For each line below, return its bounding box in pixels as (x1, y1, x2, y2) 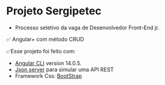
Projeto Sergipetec (6, 4, 102, 18)
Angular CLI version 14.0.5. (14, 59, 82, 66)
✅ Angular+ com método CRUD (6, 35, 84, 42)
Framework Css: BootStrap (14, 72, 82, 79)
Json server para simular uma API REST (14, 66, 114, 73)
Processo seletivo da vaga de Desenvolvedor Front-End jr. (14, 24, 160, 31)
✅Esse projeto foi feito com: (6, 47, 76, 54)
